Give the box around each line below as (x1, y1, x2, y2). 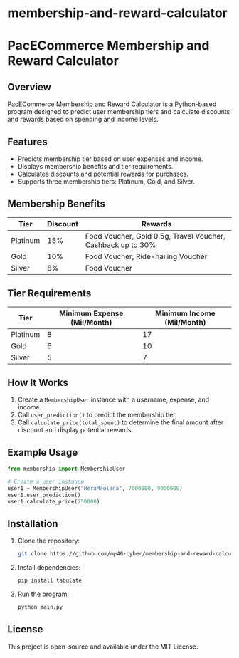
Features (7, 135, 48, 147)
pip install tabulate (17, 577, 82, 585)
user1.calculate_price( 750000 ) (7, 498, 100, 505)
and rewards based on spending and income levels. (7, 115, 159, 124)
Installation (7, 518, 58, 530)
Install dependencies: (17, 563, 81, 572)
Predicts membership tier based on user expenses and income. (17, 155, 204, 163)
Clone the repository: (17, 536, 80, 545)
